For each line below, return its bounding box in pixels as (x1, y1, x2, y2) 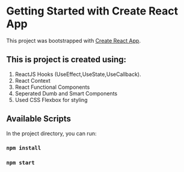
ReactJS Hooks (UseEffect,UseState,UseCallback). (14, 71, 141, 78)
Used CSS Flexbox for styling (14, 96, 88, 103)
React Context (14, 77, 51, 84)
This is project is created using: (6, 54, 127, 65)
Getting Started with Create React (6, 4, 179, 18)
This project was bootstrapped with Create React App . (6, 37, 141, 44)
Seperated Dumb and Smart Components (14, 89, 118, 97)
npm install (6, 145, 41, 151)
